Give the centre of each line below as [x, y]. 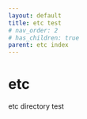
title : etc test [35, 23]
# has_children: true [44, 38]
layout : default [35, 15]
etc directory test [36, 106]
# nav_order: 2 [33, 30]
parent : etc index [38, 45]
